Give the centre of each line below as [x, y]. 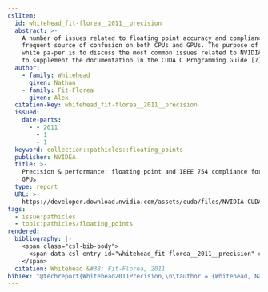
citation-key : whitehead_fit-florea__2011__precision [106, 105]
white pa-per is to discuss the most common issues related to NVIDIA [142, 53]
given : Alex [48, 98]
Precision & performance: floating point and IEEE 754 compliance [135, 172]
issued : [28, 113]
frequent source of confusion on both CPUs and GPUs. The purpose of [140, 46]
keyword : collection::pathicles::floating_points [99, 150]
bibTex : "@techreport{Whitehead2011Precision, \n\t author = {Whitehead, [129, 276]
